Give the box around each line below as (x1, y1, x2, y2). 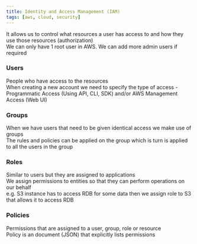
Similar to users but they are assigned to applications (6, 171, 135, 178)
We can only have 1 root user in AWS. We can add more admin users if (6, 43, 177, 50)
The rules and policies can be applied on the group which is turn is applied (6, 137, 188, 144)
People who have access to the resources (6, 77, 108, 84)
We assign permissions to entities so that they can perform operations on (6, 178, 185, 185)
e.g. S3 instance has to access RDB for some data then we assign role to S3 (6, 190, 191, 197)
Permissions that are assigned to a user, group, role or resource (6, 225, 162, 232)
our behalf (6, 184, 31, 191)
